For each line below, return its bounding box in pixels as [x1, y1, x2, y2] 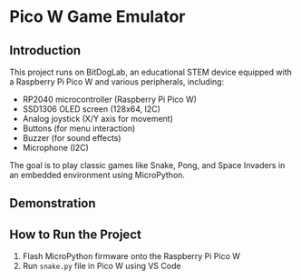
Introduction [9, 43, 82, 58]
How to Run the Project [9, 226, 142, 242]
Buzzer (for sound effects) [22, 133, 121, 143]
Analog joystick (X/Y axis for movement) [22, 114, 174, 124]
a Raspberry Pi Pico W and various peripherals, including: [9, 76, 225, 87]
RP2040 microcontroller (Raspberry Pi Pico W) [22, 94, 198, 105]
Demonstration [9, 195, 97, 211]
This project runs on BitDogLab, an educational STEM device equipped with [9, 66, 292, 77]
